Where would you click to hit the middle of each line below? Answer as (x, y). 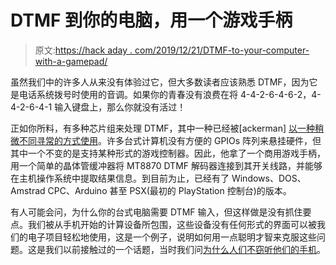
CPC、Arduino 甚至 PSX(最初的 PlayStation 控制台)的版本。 (169, 190)
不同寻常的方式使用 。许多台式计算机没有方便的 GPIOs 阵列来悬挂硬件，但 (170, 140)
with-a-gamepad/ (71, 61)
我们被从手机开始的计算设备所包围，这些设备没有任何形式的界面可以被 (172, 224)
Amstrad (28, 190)
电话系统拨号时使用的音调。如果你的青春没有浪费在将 (128, 94)
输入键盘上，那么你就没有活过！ (120, 107)
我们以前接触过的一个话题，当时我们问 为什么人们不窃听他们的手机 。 (185, 249)
